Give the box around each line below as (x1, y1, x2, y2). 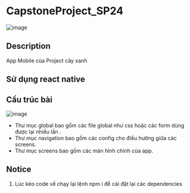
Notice (6, 164, 32, 175)
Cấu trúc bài (6, 94, 52, 105)
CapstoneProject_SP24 (6, 4, 124, 18)
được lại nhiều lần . (14, 128, 61, 135)
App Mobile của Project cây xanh (6, 57, 88, 64)
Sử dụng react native (6, 74, 85, 85)
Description (6, 41, 51, 51)
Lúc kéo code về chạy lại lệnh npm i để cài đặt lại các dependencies (14, 180, 183, 187)
